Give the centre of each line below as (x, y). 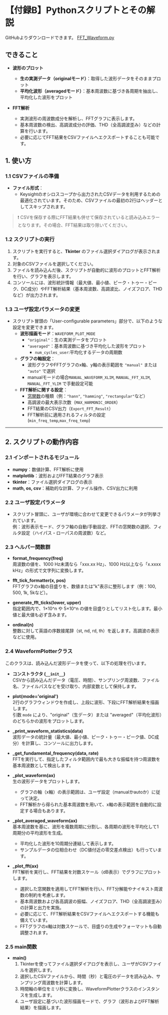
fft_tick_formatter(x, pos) (39, 580)
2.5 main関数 (21, 946)
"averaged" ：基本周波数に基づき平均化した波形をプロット (87, 346)
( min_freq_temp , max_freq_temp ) (59, 420)
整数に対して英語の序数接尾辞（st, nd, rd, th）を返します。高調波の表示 (86, 631)
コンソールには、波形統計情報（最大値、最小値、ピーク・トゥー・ (80, 282)
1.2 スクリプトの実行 (30, 239)
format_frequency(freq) (38, 558)
